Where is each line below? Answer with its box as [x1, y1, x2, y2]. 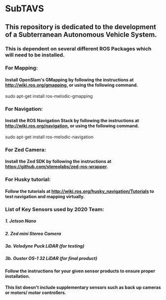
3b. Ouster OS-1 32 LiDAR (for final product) [5, 256, 97, 261]
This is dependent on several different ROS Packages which [5, 45, 152, 52]
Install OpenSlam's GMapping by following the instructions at [5, 77, 134, 83]
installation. [5, 273, 31, 279]
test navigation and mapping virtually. [5, 193, 85, 199]
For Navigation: [5, 105, 43, 112]
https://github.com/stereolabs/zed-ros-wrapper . [5, 164, 109, 170]
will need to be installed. [5, 51, 65, 58]
